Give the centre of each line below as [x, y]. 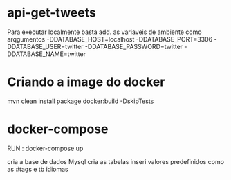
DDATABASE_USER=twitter [45, 46]
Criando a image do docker [86, 82]
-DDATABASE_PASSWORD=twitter [134, 46]
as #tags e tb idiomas [38, 169]
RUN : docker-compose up [45, 148]
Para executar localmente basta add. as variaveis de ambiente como [104, 32]
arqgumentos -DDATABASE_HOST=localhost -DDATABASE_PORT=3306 [110, 39]
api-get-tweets [52, 13]
